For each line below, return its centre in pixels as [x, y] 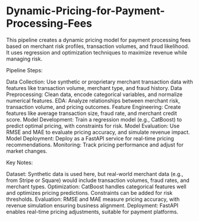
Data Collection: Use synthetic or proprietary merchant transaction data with [99, 82]
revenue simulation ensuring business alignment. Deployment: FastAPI [92, 205]
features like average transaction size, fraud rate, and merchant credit [91, 113]
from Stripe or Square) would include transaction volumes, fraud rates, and [98, 180]
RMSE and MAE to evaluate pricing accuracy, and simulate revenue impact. [98, 132]
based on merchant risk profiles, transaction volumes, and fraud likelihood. [98, 46]
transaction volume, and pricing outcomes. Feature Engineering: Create [94, 107]
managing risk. [24, 59]
